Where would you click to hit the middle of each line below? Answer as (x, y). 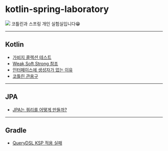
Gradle (16, 130)
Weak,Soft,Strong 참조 (35, 63)
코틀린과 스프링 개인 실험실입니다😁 (46, 24)
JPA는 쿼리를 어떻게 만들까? (40, 109)
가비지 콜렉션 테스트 (32, 57)
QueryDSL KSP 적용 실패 (37, 143)
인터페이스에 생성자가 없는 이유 (42, 70)
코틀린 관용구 (25, 76)
